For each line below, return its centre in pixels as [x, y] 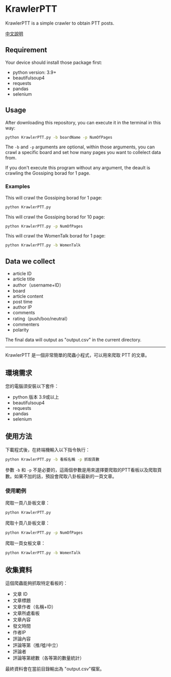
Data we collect [30, 261]
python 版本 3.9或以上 [36, 397]
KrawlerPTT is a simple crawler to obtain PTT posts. [60, 23]
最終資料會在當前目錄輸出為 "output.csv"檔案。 [55, 669]
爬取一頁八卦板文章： [27, 503]
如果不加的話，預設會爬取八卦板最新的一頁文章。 [65, 476]
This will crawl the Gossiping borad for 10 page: [55, 217]
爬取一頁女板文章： [25, 543]
